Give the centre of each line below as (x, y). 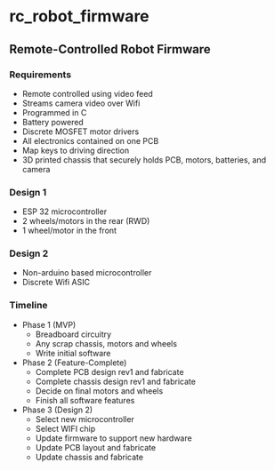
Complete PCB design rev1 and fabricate (109, 371)
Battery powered (53, 122)
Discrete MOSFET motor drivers (81, 132)
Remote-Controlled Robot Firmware (110, 49)
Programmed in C (54, 112)
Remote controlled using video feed (87, 93)
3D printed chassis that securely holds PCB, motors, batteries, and (144, 160)
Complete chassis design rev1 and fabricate (115, 381)
